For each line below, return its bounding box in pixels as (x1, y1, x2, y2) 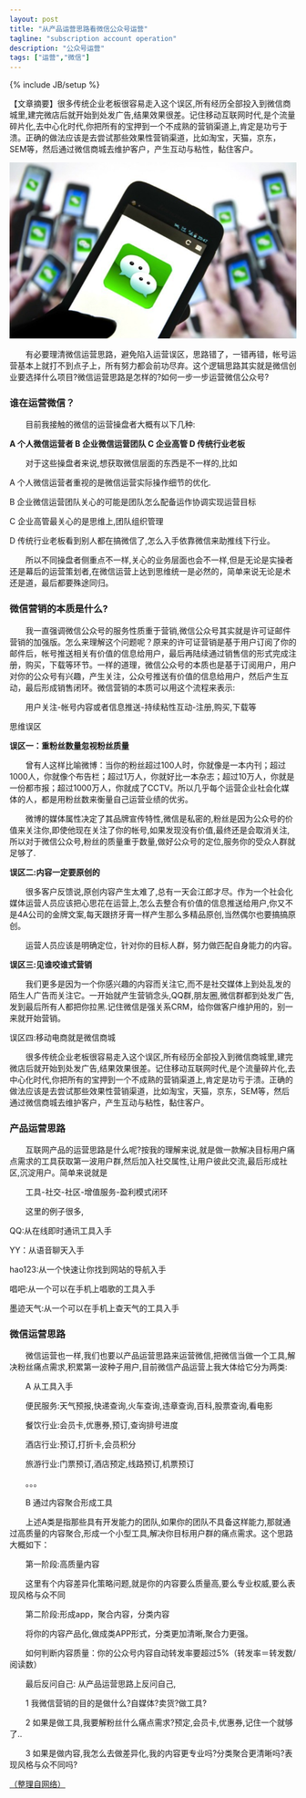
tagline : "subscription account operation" (9, 34, 178, 43)
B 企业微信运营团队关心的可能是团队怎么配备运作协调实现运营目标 (9, 497, 257, 508)
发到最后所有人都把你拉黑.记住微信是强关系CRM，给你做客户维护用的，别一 (9, 1001, 293, 1012)
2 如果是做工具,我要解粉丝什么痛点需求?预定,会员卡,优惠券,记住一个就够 (25, 1717, 293, 1728)
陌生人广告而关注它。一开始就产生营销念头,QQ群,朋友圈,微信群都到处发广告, (9, 989, 294, 1000)
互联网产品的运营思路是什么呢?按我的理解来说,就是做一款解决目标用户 (25, 1144, 288, 1155)
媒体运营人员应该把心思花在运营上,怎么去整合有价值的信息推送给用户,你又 (9, 897, 286, 908)
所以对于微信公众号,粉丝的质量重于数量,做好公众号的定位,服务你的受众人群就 (9, 835, 296, 847)
